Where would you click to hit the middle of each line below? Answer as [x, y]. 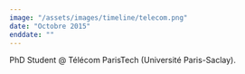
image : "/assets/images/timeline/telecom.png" [99, 18]
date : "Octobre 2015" [50, 26]
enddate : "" [32, 34]
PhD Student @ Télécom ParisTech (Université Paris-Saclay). [123, 60]
